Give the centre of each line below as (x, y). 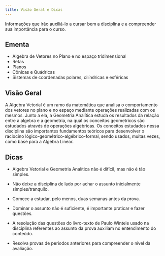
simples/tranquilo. (31, 189)
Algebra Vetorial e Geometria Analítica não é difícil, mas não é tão (79, 169)
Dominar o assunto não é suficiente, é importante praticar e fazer (79, 209)
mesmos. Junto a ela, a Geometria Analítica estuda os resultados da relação (82, 115)
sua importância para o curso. (35, 29)
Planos (19, 67)
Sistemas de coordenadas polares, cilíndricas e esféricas (70, 78)
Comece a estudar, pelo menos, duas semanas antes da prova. (76, 199)
